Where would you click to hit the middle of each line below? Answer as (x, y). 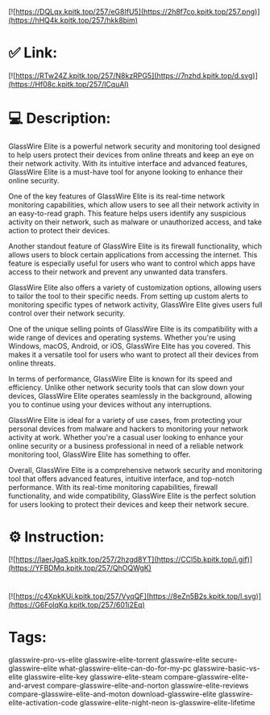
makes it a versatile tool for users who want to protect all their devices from (134, 354)
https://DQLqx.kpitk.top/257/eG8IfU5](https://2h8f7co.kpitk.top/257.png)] (138, 12)
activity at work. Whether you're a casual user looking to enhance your (126, 437)
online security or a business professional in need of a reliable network (126, 445)
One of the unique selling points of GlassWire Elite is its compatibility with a (133, 328)
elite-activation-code (43, 702)
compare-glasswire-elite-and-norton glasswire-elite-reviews (148, 685)
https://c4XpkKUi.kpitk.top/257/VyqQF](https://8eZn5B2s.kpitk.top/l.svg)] (139, 596)
